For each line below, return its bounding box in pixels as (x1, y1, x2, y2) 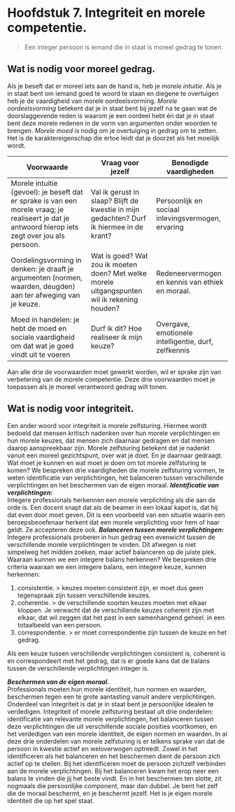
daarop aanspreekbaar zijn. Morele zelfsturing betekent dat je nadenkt (7, 443, 210, 452)
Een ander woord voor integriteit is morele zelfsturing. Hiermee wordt (7, 421, 208, 429)
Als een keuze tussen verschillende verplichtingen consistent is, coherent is (7, 649, 226, 657)
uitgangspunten (90, 285, 143, 295)
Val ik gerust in (90, 187, 140, 197)
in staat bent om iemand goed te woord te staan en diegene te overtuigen (7, 89, 219, 97)
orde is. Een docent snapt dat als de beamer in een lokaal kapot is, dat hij (7, 503, 218, 511)
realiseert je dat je (10, 213, 70, 223)
